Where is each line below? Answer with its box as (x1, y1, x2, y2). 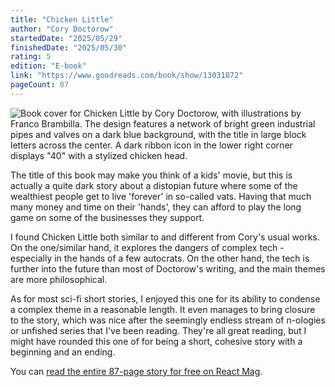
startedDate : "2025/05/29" (10, 33, 123, 43)
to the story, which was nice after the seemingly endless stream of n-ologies (10, 314, 326, 326)
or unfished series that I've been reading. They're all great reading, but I (10, 324, 307, 336)
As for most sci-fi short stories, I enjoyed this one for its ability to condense (10, 292, 321, 305)
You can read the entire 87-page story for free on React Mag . (10, 365, 263, 377)
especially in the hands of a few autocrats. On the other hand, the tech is (10, 252, 310, 264)
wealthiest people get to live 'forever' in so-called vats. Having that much (10, 190, 312, 202)
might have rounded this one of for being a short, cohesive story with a (10, 335, 303, 347)
